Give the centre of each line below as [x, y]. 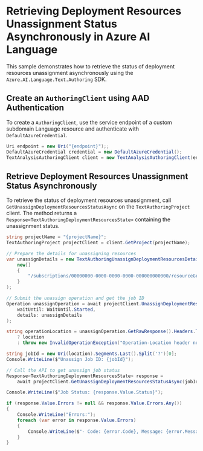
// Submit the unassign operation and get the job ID [76, 298]
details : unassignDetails [50, 315]
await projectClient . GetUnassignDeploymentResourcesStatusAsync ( [101, 381]
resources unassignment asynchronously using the [70, 73]
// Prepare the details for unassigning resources [71, 253]
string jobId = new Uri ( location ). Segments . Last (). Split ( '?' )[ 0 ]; [92, 354]
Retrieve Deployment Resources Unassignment [97, 176]
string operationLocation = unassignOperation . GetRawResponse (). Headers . [101, 332]
